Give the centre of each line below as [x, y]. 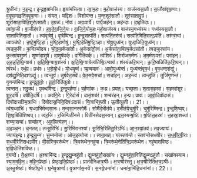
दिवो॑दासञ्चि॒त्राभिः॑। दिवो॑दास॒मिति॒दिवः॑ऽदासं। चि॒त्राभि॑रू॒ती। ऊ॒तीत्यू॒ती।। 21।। [77, 102]
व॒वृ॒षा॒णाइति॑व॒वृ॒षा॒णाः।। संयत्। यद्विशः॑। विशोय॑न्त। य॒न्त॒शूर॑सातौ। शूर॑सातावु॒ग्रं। [77, 16]
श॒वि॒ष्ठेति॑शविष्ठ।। [23, 148]
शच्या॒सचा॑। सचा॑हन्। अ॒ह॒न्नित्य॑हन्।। [40, 122]
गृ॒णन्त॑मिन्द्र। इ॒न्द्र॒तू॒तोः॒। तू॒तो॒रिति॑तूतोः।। [42, 82]
